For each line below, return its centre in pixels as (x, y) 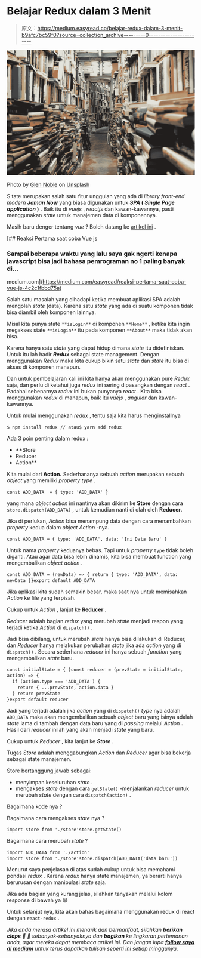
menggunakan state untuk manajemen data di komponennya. (82, 215)
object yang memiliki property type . (51, 480)
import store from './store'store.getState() (64, 830)
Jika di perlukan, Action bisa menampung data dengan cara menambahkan (99, 521)
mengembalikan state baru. (40, 658)
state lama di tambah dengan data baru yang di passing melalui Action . (95, 723)
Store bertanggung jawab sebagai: (49, 771)
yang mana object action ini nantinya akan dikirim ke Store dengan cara (95, 503)
